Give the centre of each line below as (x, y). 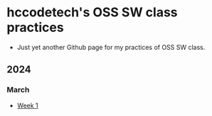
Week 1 (27, 105)
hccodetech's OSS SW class (92, 12)
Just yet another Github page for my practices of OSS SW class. (111, 47)
